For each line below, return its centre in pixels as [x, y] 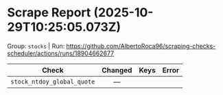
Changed [117, 70]
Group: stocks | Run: [36, 46]
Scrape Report [49, 13]
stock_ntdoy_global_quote [53, 81]
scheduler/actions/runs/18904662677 [61, 53]
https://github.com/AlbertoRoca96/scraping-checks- [141, 46]
